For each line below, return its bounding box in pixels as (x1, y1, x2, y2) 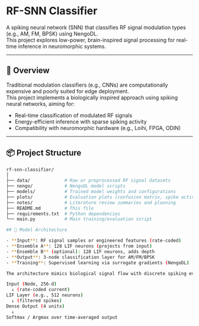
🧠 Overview (6, 65, 50, 75)
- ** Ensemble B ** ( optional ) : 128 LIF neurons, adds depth (6, 248, 155, 255)
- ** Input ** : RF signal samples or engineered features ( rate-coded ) (6, 238, 182, 244)
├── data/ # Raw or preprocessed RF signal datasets (6, 178, 171, 183)
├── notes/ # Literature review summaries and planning (6, 200, 176, 205)
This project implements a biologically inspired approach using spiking (6, 94, 178, 101)
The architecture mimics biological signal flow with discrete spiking (6, 270, 187, 277)
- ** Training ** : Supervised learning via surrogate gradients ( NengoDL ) (6, 259, 190, 265)
